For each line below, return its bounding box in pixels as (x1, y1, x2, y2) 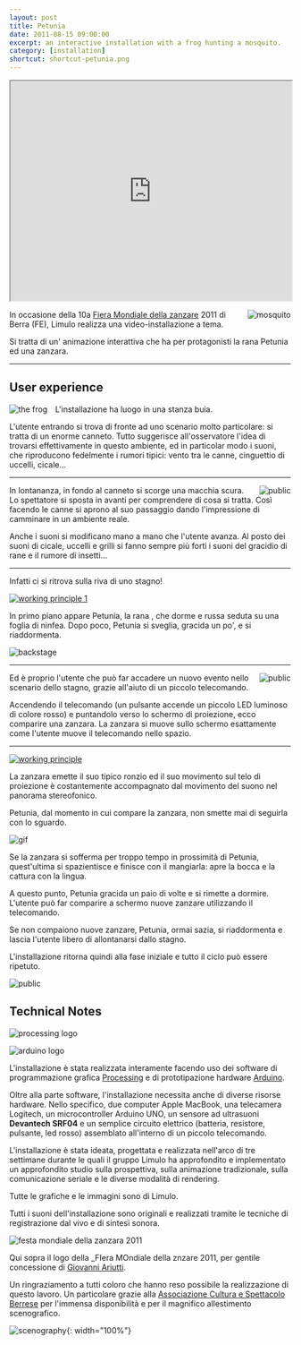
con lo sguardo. (9, 817, 67, 827)
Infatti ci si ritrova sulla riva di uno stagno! (9, 575, 163, 587)
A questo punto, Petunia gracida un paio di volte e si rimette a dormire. (9, 887, 270, 898)
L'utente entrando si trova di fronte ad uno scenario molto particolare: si (9, 421, 273, 432)
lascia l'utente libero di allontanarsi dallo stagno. (9, 933, 187, 945)
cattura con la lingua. (9, 870, 88, 881)
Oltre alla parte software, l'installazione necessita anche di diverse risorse (9, 1089, 281, 1100)
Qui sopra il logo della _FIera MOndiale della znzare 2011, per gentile (9, 1252, 261, 1263)
